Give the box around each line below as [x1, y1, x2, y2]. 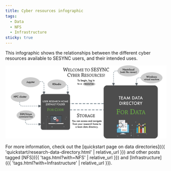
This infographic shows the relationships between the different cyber [5, 50, 151, 56]
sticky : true [5, 35, 33, 40]
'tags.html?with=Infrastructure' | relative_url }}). [12, 160, 113, 166]
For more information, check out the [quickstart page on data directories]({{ [5, 143, 165, 150]
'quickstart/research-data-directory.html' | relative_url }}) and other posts [5, 149, 160, 155]
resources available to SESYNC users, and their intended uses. [5, 55, 138, 61]
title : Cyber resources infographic [5, 8, 83, 13]
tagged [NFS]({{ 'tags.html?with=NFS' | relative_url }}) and [5, 154, 129, 160]
